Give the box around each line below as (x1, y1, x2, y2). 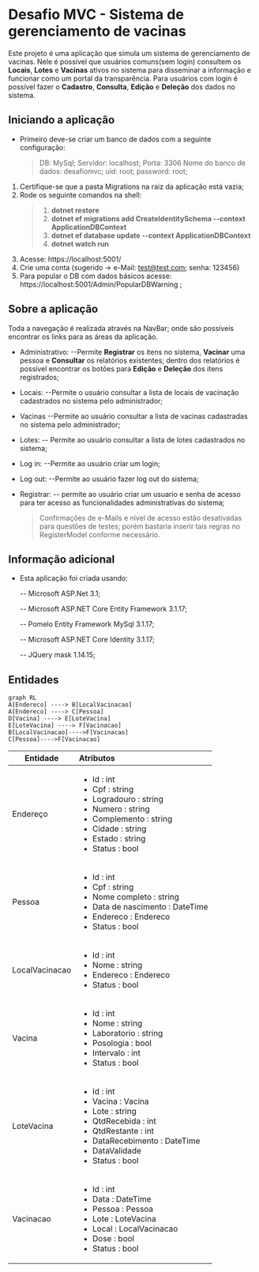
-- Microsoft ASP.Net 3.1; (19, 589, 101, 598)
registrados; (19, 372, 59, 382)
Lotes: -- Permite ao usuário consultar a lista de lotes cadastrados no (19, 435, 246, 444)
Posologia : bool (92, 1037, 152, 1048)
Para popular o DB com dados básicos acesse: (19, 271, 172, 280)
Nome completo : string (92, 891, 180, 902)
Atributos (78, 753, 116, 764)
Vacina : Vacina (92, 1096, 149, 1107)
